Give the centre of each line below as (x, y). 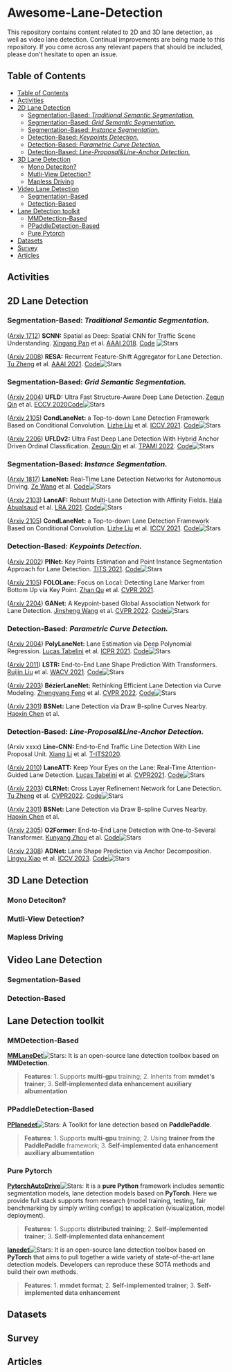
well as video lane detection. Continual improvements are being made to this (116, 39)
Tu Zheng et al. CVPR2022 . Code (54, 796)
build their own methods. (43, 1272)
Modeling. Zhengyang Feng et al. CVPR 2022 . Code (81, 693)
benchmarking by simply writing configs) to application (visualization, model (116, 1208)
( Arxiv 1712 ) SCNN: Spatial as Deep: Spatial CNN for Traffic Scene (101, 336)
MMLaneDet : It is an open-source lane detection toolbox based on (113, 1056)
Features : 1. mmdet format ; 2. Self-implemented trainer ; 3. (110, 1285)
